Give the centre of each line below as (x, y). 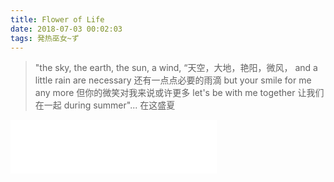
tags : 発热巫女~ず (45, 38)
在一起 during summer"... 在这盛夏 (105, 105)
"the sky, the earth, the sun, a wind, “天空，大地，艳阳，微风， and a (176, 68)
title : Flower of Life (57, 19)
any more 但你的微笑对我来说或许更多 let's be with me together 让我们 (179, 93)
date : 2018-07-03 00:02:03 (66, 29)
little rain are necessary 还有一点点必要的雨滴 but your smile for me (173, 80)
